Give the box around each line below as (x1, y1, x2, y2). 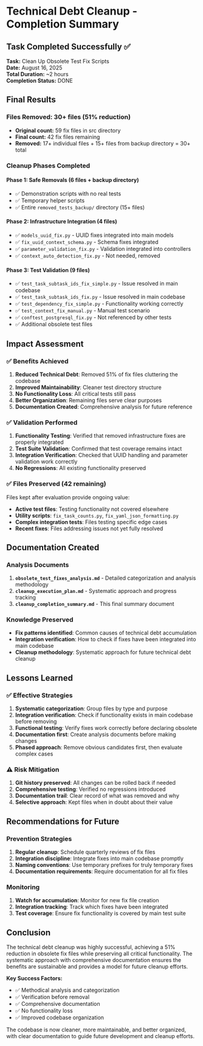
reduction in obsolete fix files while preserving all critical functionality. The (6, 950, 193, 957)
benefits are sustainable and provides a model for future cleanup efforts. (6, 963, 188, 971)
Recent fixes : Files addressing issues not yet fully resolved (15, 525, 163, 532)
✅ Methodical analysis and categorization (15, 986, 120, 994)
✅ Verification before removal (15, 994, 90, 1001)
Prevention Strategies (6, 834, 72, 843)
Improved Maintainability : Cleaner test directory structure (15, 384, 162, 391)
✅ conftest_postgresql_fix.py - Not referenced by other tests (15, 314, 172, 321)
